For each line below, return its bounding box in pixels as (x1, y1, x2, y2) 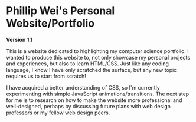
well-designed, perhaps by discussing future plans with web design (6, 103, 171, 110)
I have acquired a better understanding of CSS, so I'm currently (6, 84, 161, 91)
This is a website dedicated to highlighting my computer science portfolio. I (6, 47, 189, 54)
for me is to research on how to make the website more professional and (6, 96, 182, 104)
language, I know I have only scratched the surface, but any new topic (6, 66, 177, 73)
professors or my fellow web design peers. (6, 109, 110, 116)
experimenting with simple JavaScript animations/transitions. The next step (6, 90, 190, 97)
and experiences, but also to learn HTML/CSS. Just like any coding (6, 60, 169, 67)
